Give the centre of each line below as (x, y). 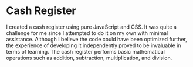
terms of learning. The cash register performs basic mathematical (86, 51)
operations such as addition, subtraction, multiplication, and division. (89, 58)
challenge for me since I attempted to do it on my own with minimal (87, 33)
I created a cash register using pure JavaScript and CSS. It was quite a (92, 27)
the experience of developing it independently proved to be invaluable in (94, 45)
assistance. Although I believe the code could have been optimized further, (97, 39)
